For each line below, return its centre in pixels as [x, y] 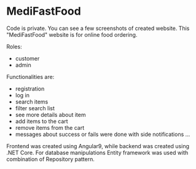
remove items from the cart [50, 127]
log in [22, 95]
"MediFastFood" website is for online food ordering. [72, 34]
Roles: [14, 47]
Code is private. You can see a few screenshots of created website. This [98, 28]
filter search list [35, 108]
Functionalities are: [30, 77]
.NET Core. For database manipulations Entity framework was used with [97, 152]
